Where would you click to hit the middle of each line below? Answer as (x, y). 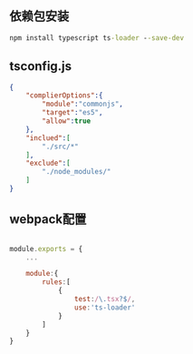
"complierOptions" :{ (64, 96)
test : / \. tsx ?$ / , (105, 299)
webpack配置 (48, 220)
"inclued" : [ (48, 138)
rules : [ (56, 282)
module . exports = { (46, 248)
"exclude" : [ (48, 163)
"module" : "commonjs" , (83, 104)
